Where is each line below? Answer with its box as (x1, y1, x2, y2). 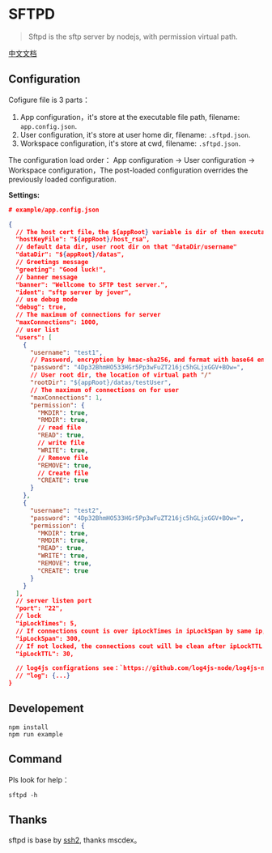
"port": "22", (15, 604, 63, 612)
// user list (15, 326, 60, 334)
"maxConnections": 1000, (15, 318, 100, 326)
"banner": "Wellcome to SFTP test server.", (15, 280, 168, 288)
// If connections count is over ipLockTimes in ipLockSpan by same (15, 627, 252, 635)
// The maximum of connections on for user (29, 386, 180, 394)
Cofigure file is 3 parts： (8, 95, 91, 104)
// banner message (15, 273, 79, 281)
